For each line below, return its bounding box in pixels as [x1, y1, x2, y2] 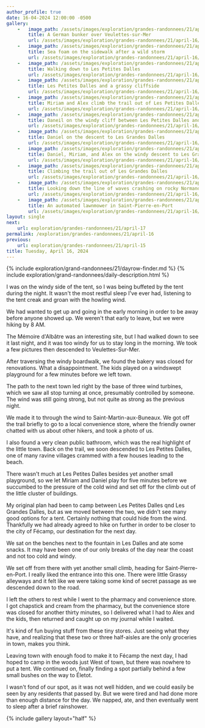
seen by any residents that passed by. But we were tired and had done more [6, 690, 198, 697]
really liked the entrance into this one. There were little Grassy [31, 571, 187, 579]
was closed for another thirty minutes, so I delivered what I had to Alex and [6, 609, 195, 616]
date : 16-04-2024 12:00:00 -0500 [6, 15, 92, 21]
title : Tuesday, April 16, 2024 [6, 248, 88, 254]
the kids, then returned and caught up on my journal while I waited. [6, 615, 175, 623]
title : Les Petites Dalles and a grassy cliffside [28, 83, 160, 89]
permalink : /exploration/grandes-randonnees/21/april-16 [6, 231, 154, 237]
